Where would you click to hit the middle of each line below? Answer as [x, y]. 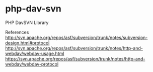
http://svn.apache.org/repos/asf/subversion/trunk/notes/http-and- [74, 48]
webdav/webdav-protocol [32, 64]
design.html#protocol [27, 42]
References [17, 32]
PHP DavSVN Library [27, 22]
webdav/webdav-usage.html [35, 53]
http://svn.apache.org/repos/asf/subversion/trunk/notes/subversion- [76, 37]
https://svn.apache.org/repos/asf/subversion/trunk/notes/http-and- [75, 58]
